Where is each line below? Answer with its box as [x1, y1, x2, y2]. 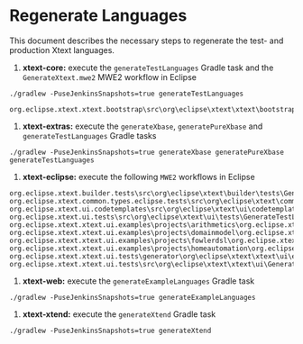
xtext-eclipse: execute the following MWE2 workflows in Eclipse [22, 171, 255, 182]
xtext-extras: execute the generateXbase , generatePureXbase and [22, 121, 263, 131]
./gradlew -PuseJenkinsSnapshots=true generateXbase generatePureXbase [9, 148, 284, 157]
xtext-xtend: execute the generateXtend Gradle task [22, 308, 216, 320]
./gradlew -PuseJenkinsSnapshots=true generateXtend [9, 326, 212, 335]
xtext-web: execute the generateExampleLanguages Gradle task [22, 276, 255, 286]
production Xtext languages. [9, 44, 115, 55]
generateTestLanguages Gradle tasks [22, 130, 157, 140]
